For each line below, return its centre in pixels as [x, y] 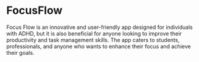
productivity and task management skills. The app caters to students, [93, 40]
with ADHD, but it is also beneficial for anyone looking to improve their [94, 33]
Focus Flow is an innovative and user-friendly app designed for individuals [100, 27]
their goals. [20, 52]
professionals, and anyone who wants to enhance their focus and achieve [99, 46]
